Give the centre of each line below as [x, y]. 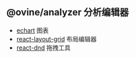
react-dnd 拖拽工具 [44, 48]
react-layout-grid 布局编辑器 [56, 39]
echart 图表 [33, 30]
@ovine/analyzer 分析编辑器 [68, 12]
